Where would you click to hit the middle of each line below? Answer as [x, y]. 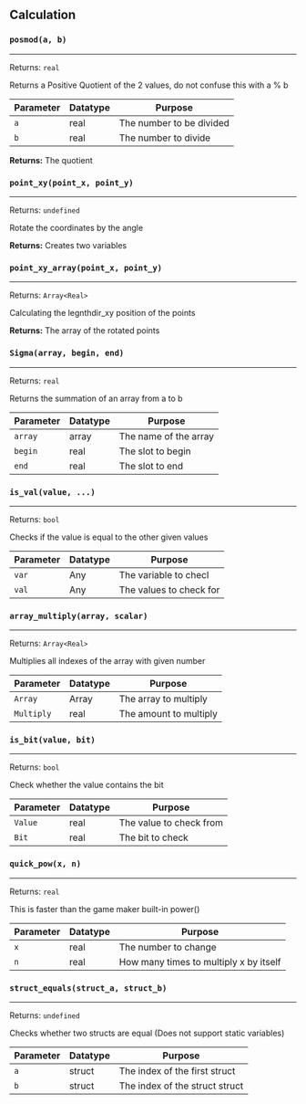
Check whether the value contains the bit [87, 785]
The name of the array [167, 436]
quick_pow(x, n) [46, 864]
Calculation [43, 15]
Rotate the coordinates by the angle [76, 227]
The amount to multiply [168, 714]
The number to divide [165, 138]
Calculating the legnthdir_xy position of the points [102, 313]
